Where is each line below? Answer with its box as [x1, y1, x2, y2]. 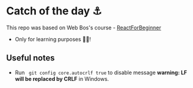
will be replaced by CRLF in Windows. [14, 75, 109, 82]
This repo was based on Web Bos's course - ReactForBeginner [6, 24, 161, 31]
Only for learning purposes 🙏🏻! [14, 35, 91, 43]
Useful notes [6, 53, 55, 63]
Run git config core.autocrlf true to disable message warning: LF [14, 69, 187, 76]
